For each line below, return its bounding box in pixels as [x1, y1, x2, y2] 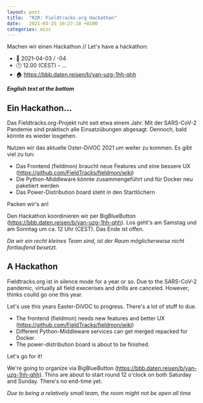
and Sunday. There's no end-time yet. [7, 377, 103, 385]
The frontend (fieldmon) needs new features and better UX [15, 314, 165, 322]
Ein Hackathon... [7, 102, 72, 113]
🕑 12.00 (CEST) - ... [15, 62, 67, 69]
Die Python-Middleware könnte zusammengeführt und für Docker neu [15, 175, 193, 183]
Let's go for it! [7, 352, 42, 359]
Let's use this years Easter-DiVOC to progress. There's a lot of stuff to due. [7, 302, 197, 310]
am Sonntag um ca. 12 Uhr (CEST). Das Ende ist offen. [7, 225, 144, 233]
